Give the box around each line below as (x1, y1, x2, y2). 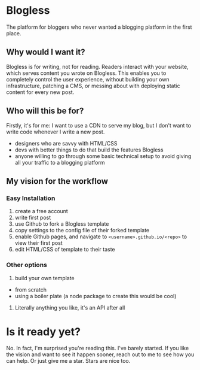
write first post (14, 214, 51, 222)
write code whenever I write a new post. (6, 128, 105, 135)
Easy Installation (6, 194, 56, 202)
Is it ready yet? (6, 324, 81, 338)
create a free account (14, 208, 69, 215)
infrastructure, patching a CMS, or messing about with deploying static (6, 82, 180, 89)
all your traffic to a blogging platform (14, 159, 105, 166)
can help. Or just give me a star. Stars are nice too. (6, 357, 131, 365)
